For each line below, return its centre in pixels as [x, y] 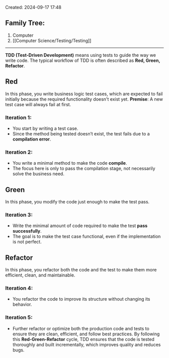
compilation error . [32, 139]
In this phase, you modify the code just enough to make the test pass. [77, 202]
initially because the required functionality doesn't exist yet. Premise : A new [84, 99]
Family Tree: [25, 23]
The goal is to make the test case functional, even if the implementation [87, 237]
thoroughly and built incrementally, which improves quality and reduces [87, 344]
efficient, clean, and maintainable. [40, 275]
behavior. [22, 305]
